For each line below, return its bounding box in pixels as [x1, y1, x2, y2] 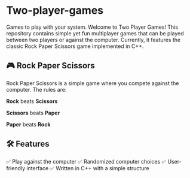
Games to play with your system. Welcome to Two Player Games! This [6, 23, 178, 31]
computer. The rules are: [6, 86, 67, 93]
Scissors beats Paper [6, 109, 60, 116]
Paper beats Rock [6, 120, 51, 128]
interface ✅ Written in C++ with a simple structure [26, 164, 149, 171]
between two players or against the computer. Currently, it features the [6, 36, 181, 43]
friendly [6, 164, 26, 171]
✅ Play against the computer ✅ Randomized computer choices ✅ [6, 158, 167, 165]
